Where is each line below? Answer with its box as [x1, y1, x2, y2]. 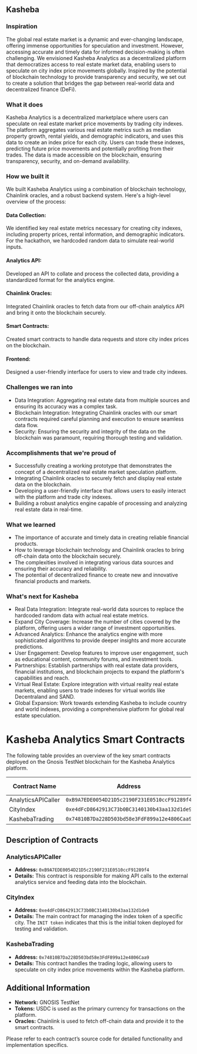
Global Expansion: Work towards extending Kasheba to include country [14, 700, 187, 707]
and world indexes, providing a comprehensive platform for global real [14, 706, 185, 713]
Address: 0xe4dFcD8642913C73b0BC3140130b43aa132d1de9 [14, 906, 150, 914]
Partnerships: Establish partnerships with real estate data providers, [14, 662, 179, 669]
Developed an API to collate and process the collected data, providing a [6, 270, 179, 277]
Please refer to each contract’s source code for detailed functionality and [6, 1035, 183, 1042]
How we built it [6, 172, 50, 180]
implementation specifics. [6, 1041, 69, 1048]
